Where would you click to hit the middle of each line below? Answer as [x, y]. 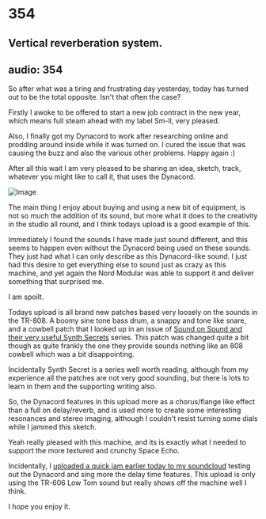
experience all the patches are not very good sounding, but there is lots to [129, 378]
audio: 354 [36, 69]
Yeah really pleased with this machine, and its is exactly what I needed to [127, 442]
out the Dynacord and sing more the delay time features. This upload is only [132, 475]
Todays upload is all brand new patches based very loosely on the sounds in [133, 313]
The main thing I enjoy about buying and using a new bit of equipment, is [127, 207]
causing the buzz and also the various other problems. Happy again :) [122, 153]
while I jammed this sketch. [53, 427]
